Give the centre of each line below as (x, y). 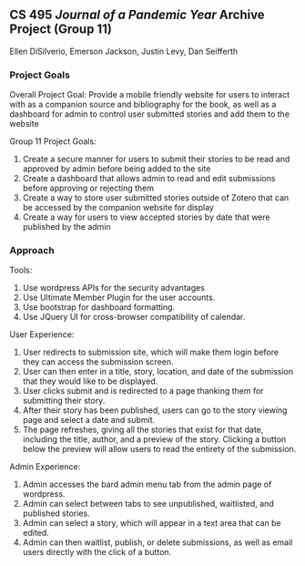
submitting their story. (64, 401)
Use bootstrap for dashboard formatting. (99, 307)
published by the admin (66, 227)
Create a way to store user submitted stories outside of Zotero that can (156, 198)
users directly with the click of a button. (97, 552)
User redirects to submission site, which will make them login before (151, 352)
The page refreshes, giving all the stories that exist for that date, (143, 430)
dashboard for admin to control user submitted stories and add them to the (149, 114)
